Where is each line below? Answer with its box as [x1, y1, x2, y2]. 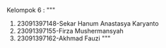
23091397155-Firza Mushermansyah [16, 27, 124, 35]
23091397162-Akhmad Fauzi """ [16, 34, 111, 42]
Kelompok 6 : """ [6, 6, 56, 14]
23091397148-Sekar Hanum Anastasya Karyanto [16, 19, 160, 27]
